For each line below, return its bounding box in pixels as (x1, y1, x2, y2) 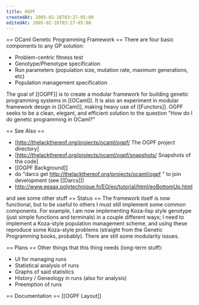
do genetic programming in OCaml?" (6, 116, 96, 123)
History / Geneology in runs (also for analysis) (14, 275, 127, 282)
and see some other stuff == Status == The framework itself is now (6, 194, 171, 202)
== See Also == (6, 127, 45, 134)
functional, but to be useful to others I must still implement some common (6, 201, 186, 208)
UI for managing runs (14, 256, 67, 263)
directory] (14, 145, 40, 152)
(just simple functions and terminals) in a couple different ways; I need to (6, 213, 185, 221)
